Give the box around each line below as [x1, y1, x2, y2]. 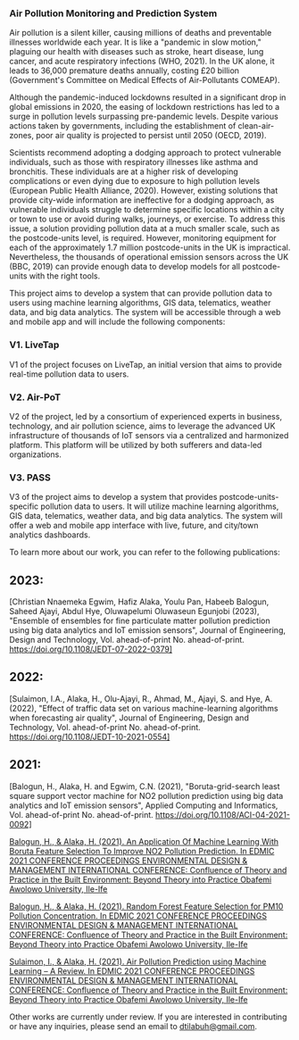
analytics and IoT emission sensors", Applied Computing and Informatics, [9, 800, 278, 811]
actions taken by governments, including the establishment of [9, 121, 237, 131]
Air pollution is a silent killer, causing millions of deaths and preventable [9, 28, 272, 38]
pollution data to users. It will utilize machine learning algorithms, [40, 501, 279, 512]
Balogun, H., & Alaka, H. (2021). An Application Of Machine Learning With [9, 836, 279, 846]
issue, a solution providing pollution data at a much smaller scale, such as [9, 223, 280, 234]
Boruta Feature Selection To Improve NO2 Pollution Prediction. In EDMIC [9, 845, 275, 856]
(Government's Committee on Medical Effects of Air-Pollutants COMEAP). [9, 75, 280, 86]
